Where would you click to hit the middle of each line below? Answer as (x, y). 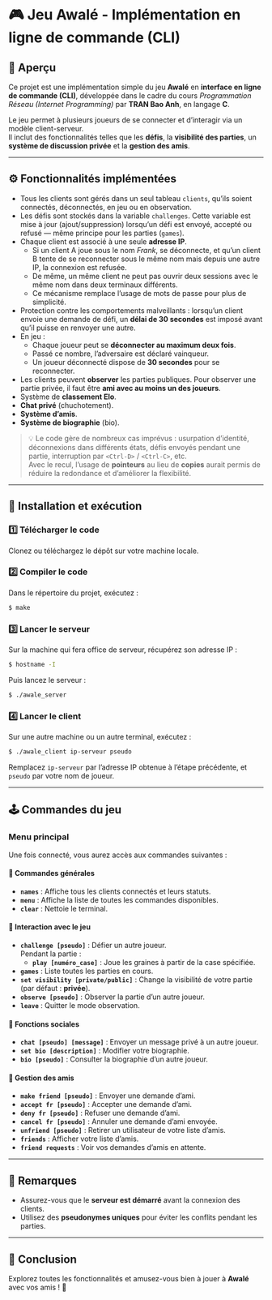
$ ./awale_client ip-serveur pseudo (70, 752)
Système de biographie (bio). (70, 423)
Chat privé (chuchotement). (67, 405)
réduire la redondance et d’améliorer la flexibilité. (110, 473)
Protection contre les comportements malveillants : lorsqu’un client (132, 310)
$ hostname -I (32, 664)
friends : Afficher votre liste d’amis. (79, 1139)
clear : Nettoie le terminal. (64, 908)
